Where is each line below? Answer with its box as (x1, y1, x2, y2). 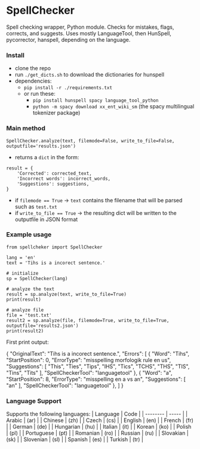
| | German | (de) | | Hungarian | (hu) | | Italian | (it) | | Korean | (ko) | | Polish (6, 423, 192, 430)
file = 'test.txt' (6, 312, 52, 318)
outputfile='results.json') (6, 143, 76, 149)
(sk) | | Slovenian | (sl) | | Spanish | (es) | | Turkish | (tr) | (6, 436, 143, 443)
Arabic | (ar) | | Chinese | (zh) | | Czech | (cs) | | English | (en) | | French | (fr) (6, 417, 194, 424)
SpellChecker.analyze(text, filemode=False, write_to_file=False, (6, 138, 175, 144)
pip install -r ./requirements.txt (23, 85, 112, 91)
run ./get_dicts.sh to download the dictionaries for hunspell (14, 71, 165, 78)
